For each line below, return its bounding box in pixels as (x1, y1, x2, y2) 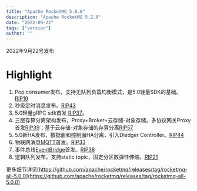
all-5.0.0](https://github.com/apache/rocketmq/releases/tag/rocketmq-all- (6, 173, 186, 180)
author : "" (6, 31, 33, 36)
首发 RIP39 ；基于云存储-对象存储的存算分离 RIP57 (14, 124, 133, 131)
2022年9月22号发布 (6, 48, 55, 55)
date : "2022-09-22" (6, 19, 54, 25)
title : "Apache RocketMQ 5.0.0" (6, 8, 85, 15)
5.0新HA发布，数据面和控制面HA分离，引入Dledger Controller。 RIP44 (14, 132, 184, 139)
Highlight (6, 68, 52, 82)
